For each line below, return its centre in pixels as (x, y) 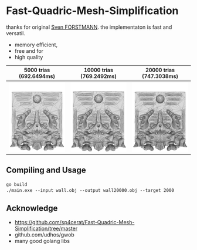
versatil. (16, 33)
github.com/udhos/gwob (44, 235)
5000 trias (37, 70)
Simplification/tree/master (46, 229)
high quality (29, 57)
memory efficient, (36, 45)
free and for (29, 50)
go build (17, 184)
